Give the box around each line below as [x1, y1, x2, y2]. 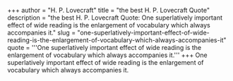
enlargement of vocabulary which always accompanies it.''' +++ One [7, 51, 208, 59]
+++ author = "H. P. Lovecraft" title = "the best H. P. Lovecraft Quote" [7, 6, 210, 14]
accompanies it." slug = [7, 28, 76, 37]
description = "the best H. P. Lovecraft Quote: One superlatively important [7, 13, 222, 22]
